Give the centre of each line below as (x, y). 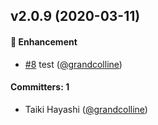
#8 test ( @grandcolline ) (73, 64)
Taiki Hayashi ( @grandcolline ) (86, 109)
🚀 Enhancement (44, 41)
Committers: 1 (40, 87)
